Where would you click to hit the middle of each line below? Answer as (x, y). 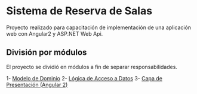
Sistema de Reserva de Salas (79, 11)
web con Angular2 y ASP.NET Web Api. (55, 33)
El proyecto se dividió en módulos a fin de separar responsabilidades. (92, 67)
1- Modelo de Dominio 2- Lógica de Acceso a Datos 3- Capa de (84, 78)
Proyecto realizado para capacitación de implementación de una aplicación (99, 27)
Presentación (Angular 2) (37, 84)
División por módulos (47, 53)
